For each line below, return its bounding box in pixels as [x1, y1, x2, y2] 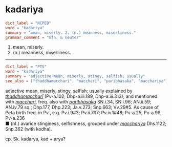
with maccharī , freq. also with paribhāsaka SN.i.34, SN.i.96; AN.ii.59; [5, 98, 152, 104]
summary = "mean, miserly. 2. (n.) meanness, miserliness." [5, 30, 137, 35]
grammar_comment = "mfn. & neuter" [5, 35, 81, 40]
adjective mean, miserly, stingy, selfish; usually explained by [5, 88, 133, 94]
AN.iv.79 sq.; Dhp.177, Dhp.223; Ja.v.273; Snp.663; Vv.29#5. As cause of [5, 104, 159, 110]
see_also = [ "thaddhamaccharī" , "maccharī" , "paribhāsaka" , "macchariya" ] [5, 78, 168, 84]
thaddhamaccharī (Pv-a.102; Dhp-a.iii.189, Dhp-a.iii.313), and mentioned [5, 93, 158, 99]
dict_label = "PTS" [5, 64, 47, 70]
